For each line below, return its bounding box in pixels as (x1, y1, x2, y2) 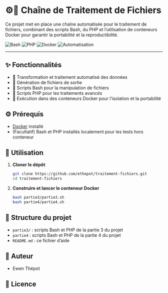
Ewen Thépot (12, 265, 40, 271)
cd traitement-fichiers (12, 176, 62, 181)
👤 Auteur (5, 252, 33, 260)
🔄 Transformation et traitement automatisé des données (12, 74, 127, 80)
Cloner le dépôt (12, 162, 45, 168)
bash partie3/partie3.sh (12, 195, 64, 200)
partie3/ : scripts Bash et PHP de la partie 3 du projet (12, 227, 123, 233)
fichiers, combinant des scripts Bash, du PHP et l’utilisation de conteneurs (5, 26, 157, 32)
